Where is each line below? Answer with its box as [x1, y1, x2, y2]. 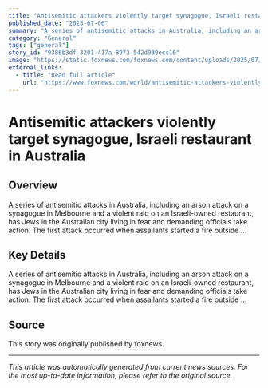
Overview [8, 179, 58, 192]
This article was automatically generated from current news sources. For [8, 362, 249, 372]
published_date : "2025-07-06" [8, 19, 109, 27]
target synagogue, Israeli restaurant [8, 129, 253, 148]
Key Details [8, 248, 66, 262]
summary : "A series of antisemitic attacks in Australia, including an [8, 26, 251, 34]
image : [8, 57, 30, 65]
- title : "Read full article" [15, 71, 116, 79]
